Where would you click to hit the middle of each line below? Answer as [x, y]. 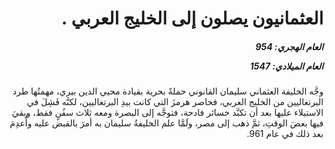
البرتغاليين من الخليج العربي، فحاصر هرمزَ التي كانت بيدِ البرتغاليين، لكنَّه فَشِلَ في [175, 102]
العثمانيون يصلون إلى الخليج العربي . [192, 18]
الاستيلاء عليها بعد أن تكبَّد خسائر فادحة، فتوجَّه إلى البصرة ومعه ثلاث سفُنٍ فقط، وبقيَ [167, 113]
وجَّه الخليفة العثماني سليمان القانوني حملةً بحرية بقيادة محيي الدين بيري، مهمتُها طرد [168, 91]
